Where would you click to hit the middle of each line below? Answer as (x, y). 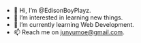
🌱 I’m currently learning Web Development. (74, 25)
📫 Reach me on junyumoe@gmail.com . (69, 32)
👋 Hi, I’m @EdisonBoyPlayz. (52, 10)
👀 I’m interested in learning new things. (68, 17)
